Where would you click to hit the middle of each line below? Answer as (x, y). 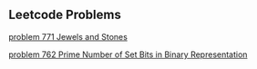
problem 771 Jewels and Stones (68, 36)
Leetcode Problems (65, 15)
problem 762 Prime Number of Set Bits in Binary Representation (128, 54)
